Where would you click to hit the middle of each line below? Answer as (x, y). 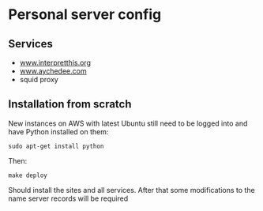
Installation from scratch (70, 104)
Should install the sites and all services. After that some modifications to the (131, 190)
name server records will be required (68, 198)
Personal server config (85, 15)
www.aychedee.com (53, 71)
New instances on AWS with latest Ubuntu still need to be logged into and (128, 123)
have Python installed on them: (58, 131)
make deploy (28, 175)
